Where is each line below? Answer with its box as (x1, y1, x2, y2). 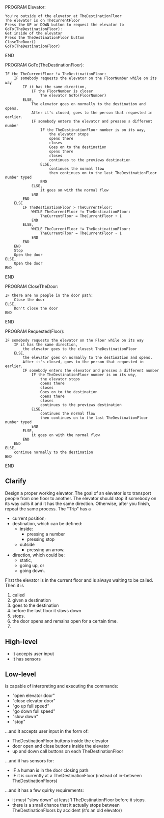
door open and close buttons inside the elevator (12, 743, 109, 749)
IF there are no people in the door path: (5, 293, 93, 298)
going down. (19, 567, 45, 573)
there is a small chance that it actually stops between (12, 802, 120, 808)
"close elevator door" (12, 698, 55, 704)
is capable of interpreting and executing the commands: (5, 683, 119, 689)
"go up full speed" (12, 703, 50, 709)
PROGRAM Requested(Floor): (5, 328, 65, 334)
